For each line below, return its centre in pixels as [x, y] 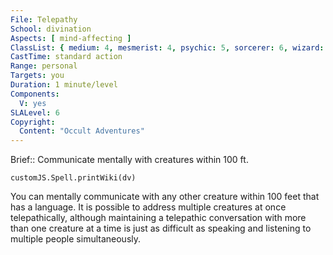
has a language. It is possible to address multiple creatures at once [148, 207]
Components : [35, 94]
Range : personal [44, 66]
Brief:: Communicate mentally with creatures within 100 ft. [129, 160]
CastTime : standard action [66, 57]
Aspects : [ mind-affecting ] [71, 38]
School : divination [51, 29]
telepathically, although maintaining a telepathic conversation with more [158, 218]
